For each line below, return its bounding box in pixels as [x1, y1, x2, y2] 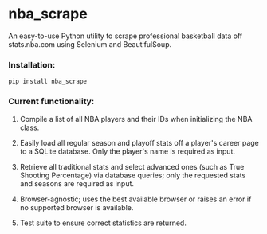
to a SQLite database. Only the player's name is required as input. [19, 146, 235, 156]
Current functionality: [8, 96, 95, 107]
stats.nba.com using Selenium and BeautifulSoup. [8, 39, 172, 49]
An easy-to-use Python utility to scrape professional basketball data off [8, 31, 243, 41]
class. [19, 123, 40, 132]
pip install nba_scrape [8, 77, 88, 86]
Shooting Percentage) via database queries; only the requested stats [19, 170, 246, 180]
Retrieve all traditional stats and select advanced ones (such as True [19, 162, 245, 171]
